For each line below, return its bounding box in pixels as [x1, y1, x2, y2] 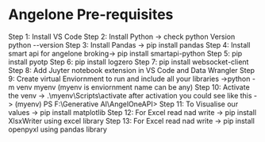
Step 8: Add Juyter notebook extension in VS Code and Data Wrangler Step [8, 65, 255, 75]
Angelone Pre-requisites [8, 6, 174, 24]
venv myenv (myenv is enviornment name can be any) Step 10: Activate [16, 82, 250, 92]
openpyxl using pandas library [8, 125, 107, 134]
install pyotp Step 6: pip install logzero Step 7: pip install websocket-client [8, 57, 249, 67]
